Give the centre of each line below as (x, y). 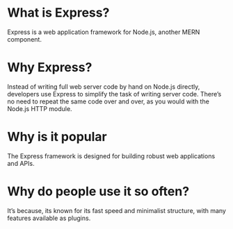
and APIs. (21, 163)
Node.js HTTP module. (40, 108)
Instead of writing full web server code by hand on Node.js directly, (104, 86)
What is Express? (58, 13)
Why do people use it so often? (98, 192)
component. (24, 39)
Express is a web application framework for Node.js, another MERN (104, 32)
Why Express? (50, 68)
